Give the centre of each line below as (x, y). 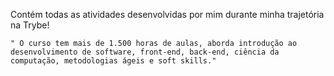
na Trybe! (30, 25)
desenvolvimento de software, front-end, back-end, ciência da (145, 52)
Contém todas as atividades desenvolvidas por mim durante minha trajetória (167, 14)
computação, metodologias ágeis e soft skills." (113, 61)
